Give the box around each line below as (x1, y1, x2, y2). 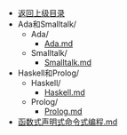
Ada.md (44, 38, 74, 49)
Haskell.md (44, 87, 86, 98)
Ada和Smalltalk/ (17, 19, 77, 29)
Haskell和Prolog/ (17, 67, 80, 78)
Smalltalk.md (44, 57, 91, 67)
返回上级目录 (17, 8, 65, 18)
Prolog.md (44, 106, 83, 116)
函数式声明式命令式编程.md (17, 116, 118, 127)
